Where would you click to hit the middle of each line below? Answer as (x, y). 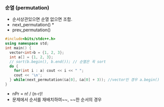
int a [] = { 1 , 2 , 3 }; (31, 57)
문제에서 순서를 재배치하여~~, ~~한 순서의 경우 (57, 99)
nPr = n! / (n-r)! (27, 93)
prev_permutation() (31, 30)
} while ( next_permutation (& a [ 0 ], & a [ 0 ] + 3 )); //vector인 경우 (73, 80)
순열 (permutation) (27, 7)
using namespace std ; (27, 43)
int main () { (18, 48)
